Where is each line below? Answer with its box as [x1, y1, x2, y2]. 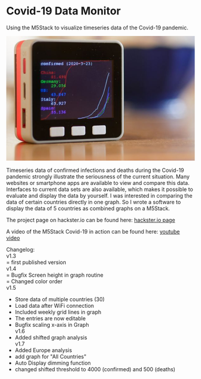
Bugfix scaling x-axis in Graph [14, 322, 89, 329]
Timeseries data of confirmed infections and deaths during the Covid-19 [6, 166, 184, 174]
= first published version [6, 259, 66, 266]
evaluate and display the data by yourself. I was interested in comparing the [6, 192, 193, 199]
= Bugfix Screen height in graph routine [6, 271, 103, 279]
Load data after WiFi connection [14, 302, 95, 310]
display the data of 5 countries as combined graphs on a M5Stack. [6, 205, 170, 212]
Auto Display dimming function [14, 359, 91, 366]
